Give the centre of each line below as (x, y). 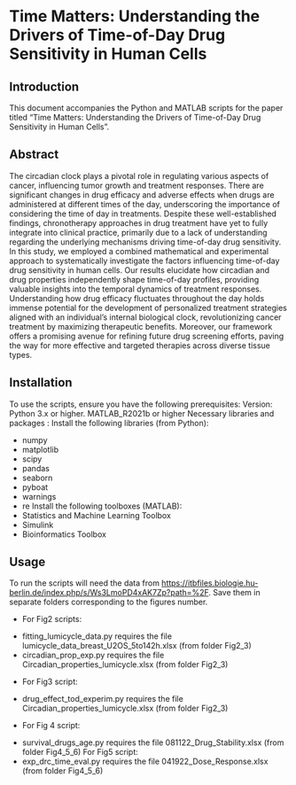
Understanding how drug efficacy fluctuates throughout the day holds (137, 298)
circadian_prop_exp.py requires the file (93, 655)
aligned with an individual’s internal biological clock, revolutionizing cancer (145, 317)
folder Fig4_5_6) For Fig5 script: (80, 752)
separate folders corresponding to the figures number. (109, 602)
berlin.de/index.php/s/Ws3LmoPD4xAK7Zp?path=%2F (109, 593)
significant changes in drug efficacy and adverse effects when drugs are (142, 194)
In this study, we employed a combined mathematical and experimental (139, 251)
